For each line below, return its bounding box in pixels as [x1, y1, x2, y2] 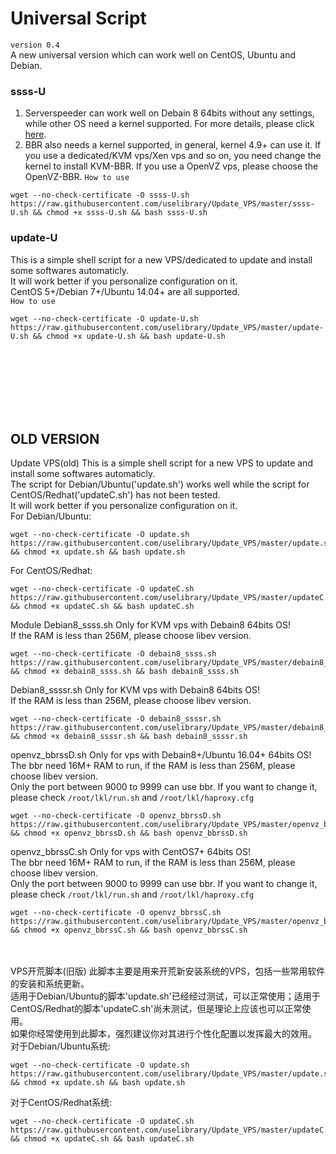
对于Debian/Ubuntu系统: [10, 1040, 111, 1052]
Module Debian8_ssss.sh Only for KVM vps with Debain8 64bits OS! [10, 619, 291, 631]
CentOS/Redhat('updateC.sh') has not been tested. [10, 489, 221, 501]
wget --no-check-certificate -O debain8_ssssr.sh [10, 714, 222, 724]
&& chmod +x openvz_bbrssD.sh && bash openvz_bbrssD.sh [10, 828, 248, 839]
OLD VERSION [10, 430, 100, 447]
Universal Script [10, 7, 147, 30]
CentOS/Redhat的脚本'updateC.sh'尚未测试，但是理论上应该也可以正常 [10, 1003, 303, 1015]
